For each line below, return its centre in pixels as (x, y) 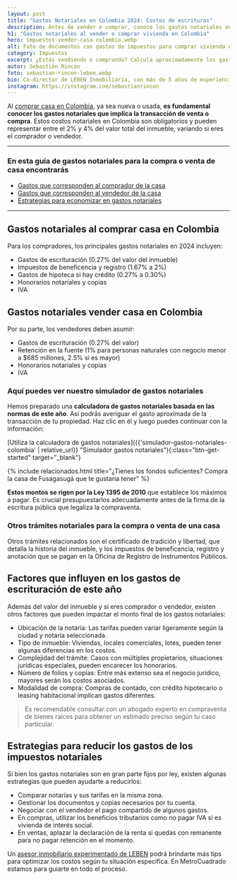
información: (26, 429)
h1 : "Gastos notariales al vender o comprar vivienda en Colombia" (109, 34)
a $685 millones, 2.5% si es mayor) (69, 358)
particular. (39, 724)
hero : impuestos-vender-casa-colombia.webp (72, 40)
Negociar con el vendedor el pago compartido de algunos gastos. (113, 810)
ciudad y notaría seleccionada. (62, 635)
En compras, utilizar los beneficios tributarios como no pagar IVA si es (120, 818)
